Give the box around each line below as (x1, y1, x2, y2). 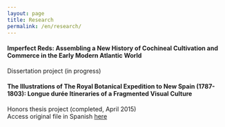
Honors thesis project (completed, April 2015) (7, 104, 137, 113)
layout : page (7, 10, 45, 17)
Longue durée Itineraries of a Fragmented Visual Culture (27, 90, 193, 98)
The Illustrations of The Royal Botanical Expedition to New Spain (7, 82, 195, 91)
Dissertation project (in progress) (7, 67, 101, 75)
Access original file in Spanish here (7, 112, 108, 120)
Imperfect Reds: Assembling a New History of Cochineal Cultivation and (7, 44, 219, 52)
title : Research (7, 16, 54, 23)
